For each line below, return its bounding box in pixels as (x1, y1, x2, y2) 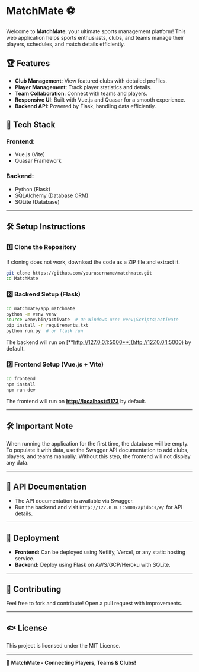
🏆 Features (6, 58, 50, 68)
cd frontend (6, 376, 36, 382)
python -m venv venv (6, 311, 57, 317)
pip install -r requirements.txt (6, 323, 89, 329)
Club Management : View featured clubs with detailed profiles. (14, 77, 168, 84)
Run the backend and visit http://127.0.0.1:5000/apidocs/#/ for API (14, 504, 183, 511)
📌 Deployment (6, 532, 59, 543)
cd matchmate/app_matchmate (6, 306, 76, 312)
